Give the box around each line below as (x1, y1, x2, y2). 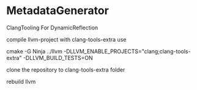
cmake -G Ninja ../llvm (6, 47, 62, 55)
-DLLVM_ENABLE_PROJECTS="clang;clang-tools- (63, 47, 191, 55)
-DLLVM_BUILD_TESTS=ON (23, 54, 93, 61)
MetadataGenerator (6, 4, 109, 18)
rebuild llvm (6, 78, 36, 85)
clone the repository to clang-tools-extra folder (6, 66, 125, 73)
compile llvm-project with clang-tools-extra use (6, 36, 127, 43)
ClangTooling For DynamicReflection (6, 24, 98, 31)
